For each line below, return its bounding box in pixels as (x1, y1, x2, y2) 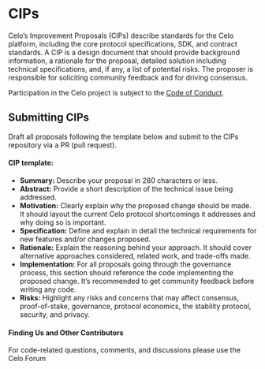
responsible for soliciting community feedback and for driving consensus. (8, 73, 248, 82)
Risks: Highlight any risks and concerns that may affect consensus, (19, 293, 239, 302)
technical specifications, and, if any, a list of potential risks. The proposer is (8, 64, 254, 73)
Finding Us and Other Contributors (8, 328, 124, 337)
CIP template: (8, 158, 54, 168)
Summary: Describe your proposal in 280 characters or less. (19, 175, 218, 185)
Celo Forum (8, 354, 47, 363)
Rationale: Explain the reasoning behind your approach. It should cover (19, 242, 252, 252)
